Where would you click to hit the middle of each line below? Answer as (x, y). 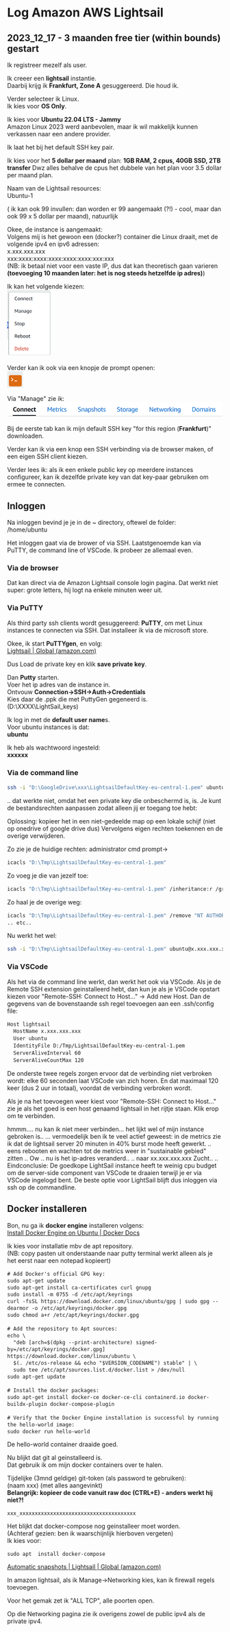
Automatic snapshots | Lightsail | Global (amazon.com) (84, 1566)
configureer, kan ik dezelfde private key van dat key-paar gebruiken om (108, 477)
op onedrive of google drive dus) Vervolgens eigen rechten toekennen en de (115, 828)
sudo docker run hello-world (49, 1431)
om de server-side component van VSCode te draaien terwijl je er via (104, 1172)
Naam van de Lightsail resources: (54, 188)
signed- (146, 1342)
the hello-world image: (41, 1424)
